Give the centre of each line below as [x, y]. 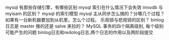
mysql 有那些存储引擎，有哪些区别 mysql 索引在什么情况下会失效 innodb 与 [84, 7]
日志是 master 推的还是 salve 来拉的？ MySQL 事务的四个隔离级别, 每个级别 [84, 26]
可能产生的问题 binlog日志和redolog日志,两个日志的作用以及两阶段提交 [79, 32]
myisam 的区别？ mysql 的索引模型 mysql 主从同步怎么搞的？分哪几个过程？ [85, 13]
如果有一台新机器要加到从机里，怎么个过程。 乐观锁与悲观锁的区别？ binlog [85, 20]
